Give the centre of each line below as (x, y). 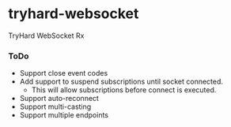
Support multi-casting (55, 106)
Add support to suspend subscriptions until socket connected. (121, 82)
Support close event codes (64, 73)
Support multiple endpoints (64, 115)
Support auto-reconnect (59, 99)
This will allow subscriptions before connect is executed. (124, 90)
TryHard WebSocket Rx (46, 35)
